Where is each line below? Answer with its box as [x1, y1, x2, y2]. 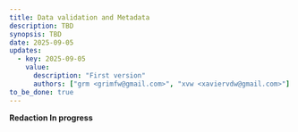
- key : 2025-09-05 [17, 54, 87, 63]
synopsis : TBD [9, 29, 63, 38]
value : [25, 63, 50, 72]
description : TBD [9, 21, 74, 30]
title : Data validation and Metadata [9, 12, 150, 22]
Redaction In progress [9, 112, 94, 123]
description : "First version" [32, 71, 146, 80]
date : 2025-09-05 [9, 37, 74, 47]
